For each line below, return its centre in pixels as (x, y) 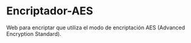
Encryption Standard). (34, 33)
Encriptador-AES (50, 11)
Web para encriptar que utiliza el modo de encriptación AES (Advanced (96, 27)
